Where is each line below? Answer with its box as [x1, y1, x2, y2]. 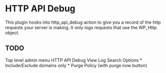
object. [5, 30, 20, 36]
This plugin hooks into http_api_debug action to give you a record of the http [5, 19, 161, 25]
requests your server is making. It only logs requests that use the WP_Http [5, 24, 157, 30]
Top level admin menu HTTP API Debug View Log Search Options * [5, 57, 142, 63]
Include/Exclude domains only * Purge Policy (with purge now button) [5, 62, 147, 68]
